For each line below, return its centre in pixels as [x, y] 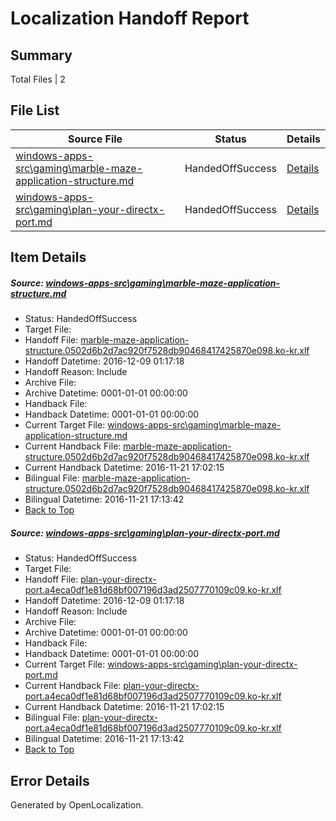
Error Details [50, 780]
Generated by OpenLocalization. [77, 804]
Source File [95, 139]
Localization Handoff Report [130, 18]
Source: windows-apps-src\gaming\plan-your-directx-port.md [145, 533]
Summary [41, 55]
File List [35, 110]
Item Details [48, 257]
